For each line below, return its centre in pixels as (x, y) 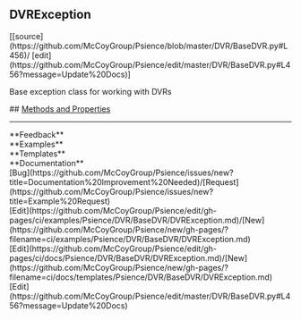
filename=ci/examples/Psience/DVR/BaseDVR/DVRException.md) (130, 239)
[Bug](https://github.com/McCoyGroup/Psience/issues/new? (122, 173)
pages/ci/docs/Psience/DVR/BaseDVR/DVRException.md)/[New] (129, 257)
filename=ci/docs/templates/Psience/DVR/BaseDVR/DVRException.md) (141, 277)
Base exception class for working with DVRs (90, 91)
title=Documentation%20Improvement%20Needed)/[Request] (124, 181)
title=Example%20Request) (60, 201)
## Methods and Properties (60, 109)
